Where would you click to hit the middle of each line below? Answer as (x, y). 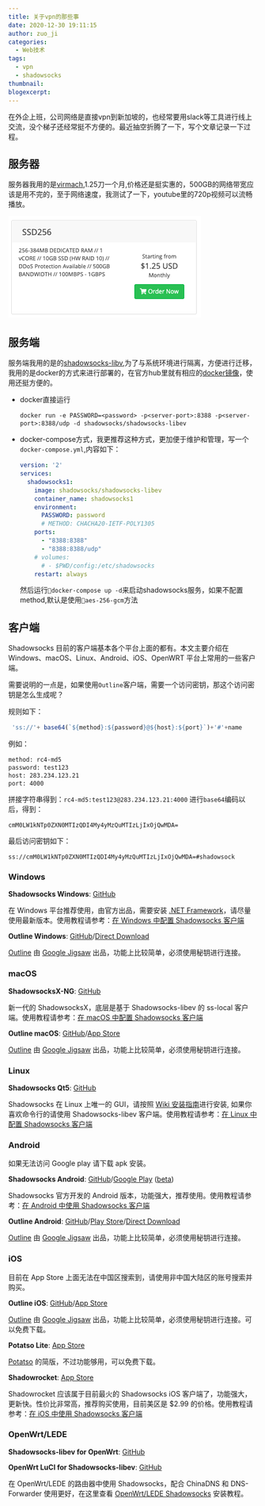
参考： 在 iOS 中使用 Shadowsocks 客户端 (75, 1413)
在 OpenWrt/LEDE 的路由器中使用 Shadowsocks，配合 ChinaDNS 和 (119, 1483)
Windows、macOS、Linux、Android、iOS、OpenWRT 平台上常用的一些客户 (132, 658)
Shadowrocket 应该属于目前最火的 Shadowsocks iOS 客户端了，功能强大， (130, 1393)
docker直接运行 (45, 400)
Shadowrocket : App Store (51, 1377)
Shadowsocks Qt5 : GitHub (52, 1088)
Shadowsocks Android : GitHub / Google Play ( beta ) (91, 1179)
